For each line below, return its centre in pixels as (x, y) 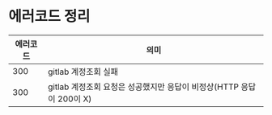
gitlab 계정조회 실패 (83, 72)
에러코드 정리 (49, 16)
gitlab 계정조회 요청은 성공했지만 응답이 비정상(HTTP (143, 87)
